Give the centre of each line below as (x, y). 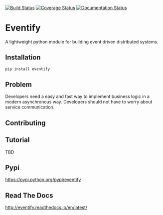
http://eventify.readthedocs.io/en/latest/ (46, 207)
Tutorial (17, 140)
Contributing (25, 123)
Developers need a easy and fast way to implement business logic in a (78, 96)
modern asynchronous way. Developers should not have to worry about (79, 102)
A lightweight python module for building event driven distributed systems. (82, 41)
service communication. (30, 107)
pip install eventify (28, 69)
